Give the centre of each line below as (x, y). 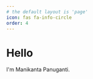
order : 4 (17, 23)
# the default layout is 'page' (47, 12)
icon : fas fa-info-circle (39, 17)
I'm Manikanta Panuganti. (38, 69)
